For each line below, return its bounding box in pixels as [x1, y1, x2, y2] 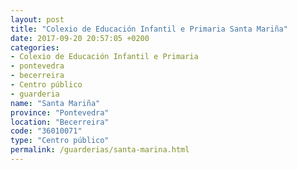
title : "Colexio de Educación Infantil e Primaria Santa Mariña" [10, 24, 288, 34]
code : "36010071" [10, 126, 83, 136]
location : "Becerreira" [10, 117, 110, 127]
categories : [10, 42, 60, 53]
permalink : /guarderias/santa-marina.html [10, 145, 190, 155]
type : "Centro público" [10, 136, 110, 146]
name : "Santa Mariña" [10, 98, 101, 108]
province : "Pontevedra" [10, 107, 110, 118]
